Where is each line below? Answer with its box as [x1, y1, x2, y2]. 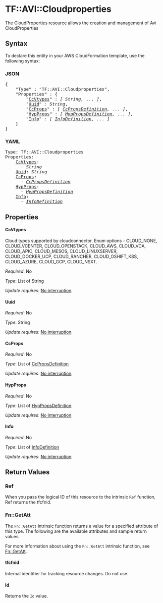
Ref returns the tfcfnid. [5, 499, 52, 505]
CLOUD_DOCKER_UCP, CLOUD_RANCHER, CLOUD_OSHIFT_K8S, [5, 253, 139, 259]
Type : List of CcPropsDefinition [5, 361, 69, 367]
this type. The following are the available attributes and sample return [5, 528, 147, 534]
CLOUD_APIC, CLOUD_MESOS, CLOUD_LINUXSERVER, [5, 248, 118, 254]
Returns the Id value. [5, 593, 48, 599]
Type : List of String [5, 278, 44, 284]
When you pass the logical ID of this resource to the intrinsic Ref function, [5, 494, 156, 500]
